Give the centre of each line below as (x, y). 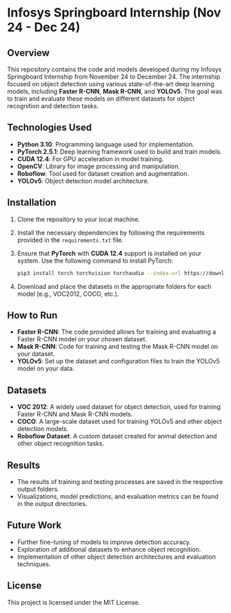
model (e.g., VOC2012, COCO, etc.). (68, 294)
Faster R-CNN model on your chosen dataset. (82, 339)
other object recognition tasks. (61, 443)
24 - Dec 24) (44, 27)
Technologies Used (49, 128)
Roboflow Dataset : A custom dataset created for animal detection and (117, 436)
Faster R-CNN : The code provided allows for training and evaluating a (117, 332)
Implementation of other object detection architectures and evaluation (116, 556)
